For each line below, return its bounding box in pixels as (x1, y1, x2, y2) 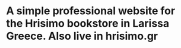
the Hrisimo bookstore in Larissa (6, 17, 170, 30)
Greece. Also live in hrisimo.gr (6, 30, 158, 43)
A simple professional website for (6, 4, 176, 18)
